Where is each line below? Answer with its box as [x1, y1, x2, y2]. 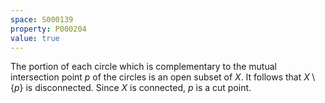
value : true [10, 33, 60, 43]
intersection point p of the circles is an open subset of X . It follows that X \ [10, 71, 316, 83]
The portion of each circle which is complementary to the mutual [10, 61, 277, 73]
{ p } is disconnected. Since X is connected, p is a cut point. [10, 82, 252, 94]
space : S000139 [10, 14, 74, 25]
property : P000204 [10, 24, 87, 34]
